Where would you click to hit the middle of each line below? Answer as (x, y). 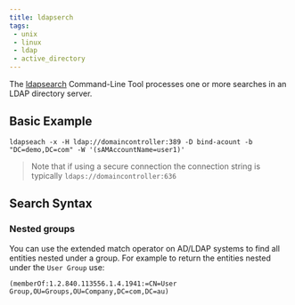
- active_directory (49, 59)
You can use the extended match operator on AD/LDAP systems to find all (145, 248)
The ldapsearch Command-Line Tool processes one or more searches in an (148, 84)
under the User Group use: (57, 267)
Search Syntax (51, 204)
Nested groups (42, 229)
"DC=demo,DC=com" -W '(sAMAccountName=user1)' (97, 149)
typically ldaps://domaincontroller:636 (103, 175)
